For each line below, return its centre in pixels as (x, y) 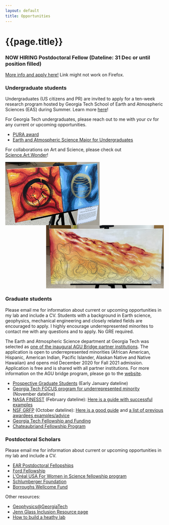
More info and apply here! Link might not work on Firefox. (65, 75)
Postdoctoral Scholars (33, 439)
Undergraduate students (36, 87)
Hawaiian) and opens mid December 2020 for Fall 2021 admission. (74, 363)
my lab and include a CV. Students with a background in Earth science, (78, 315)
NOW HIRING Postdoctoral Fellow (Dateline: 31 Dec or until (78, 57)
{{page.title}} (34, 42)
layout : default (22, 11)
